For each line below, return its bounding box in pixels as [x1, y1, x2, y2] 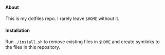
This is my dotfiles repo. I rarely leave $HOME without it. [5, 15, 120, 22]
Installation [5, 27, 30, 33]
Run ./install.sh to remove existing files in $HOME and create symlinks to [5, 39, 160, 45]
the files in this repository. [5, 44, 61, 50]
